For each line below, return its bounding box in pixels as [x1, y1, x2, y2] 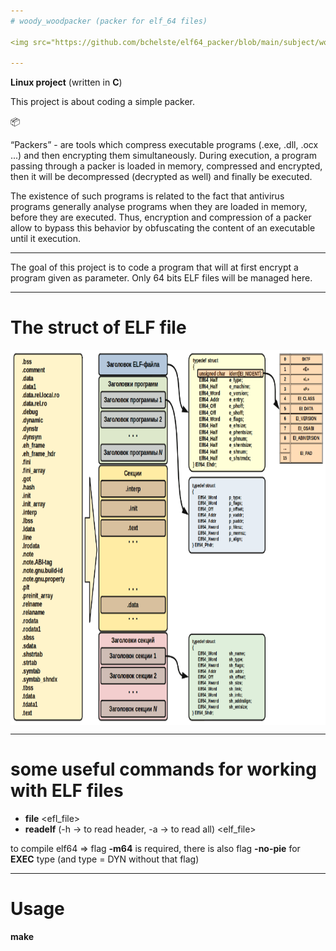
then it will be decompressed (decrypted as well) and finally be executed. [10, 171, 313, 183]
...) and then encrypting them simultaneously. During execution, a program [10, 150, 317, 162]
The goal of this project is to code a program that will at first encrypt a [10, 261, 299, 274]
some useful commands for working [10, 758, 317, 781]
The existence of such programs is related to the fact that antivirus [10, 190, 285, 202]
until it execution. [10, 233, 82, 245]
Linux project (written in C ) [10, 76, 123, 89]
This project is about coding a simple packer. [10, 96, 196, 108]
